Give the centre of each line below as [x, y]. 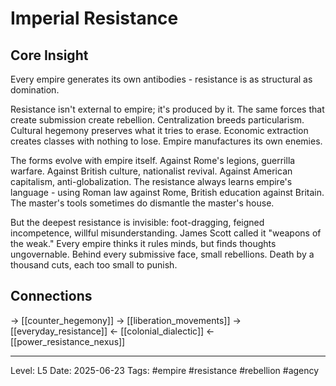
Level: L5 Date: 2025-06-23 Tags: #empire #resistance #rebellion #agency [165, 370]
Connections [51, 296]
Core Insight [49, 55]
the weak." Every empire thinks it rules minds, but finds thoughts [143, 243]
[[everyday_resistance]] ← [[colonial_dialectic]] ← [112, 331]
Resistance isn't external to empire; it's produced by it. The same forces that [167, 109]
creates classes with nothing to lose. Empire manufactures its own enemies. [166, 141]
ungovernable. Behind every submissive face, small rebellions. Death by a [162, 254]
